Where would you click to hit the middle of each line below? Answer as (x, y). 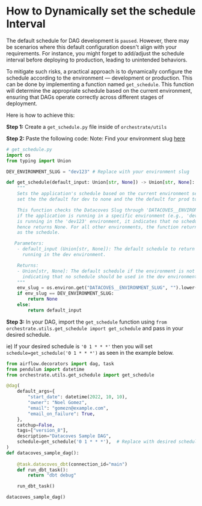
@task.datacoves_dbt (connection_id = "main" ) (72, 464)
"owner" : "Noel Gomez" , (57, 403)
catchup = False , (36, 425)
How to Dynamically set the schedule (101, 11)
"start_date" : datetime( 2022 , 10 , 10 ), (78, 397)
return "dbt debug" (52, 475)
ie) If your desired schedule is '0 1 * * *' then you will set (79, 346)
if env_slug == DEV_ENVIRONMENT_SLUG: (66, 293)
